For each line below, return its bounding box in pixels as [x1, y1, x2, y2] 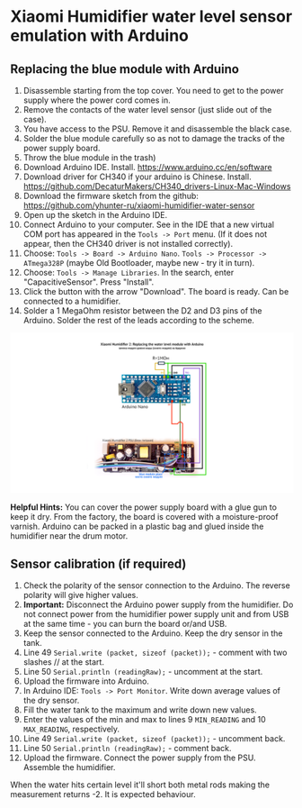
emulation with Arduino [10, 25, 190, 46]
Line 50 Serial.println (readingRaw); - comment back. [22, 743, 232, 754]
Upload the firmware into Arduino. [22, 676, 149, 686]
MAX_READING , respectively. [22, 723, 120, 735]
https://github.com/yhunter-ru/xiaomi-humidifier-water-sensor [22, 200, 255, 211]
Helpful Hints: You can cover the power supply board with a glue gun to [10, 502, 278, 513]
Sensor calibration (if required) [10, 556, 187, 571]
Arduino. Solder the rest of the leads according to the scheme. [22, 315, 255, 325]
